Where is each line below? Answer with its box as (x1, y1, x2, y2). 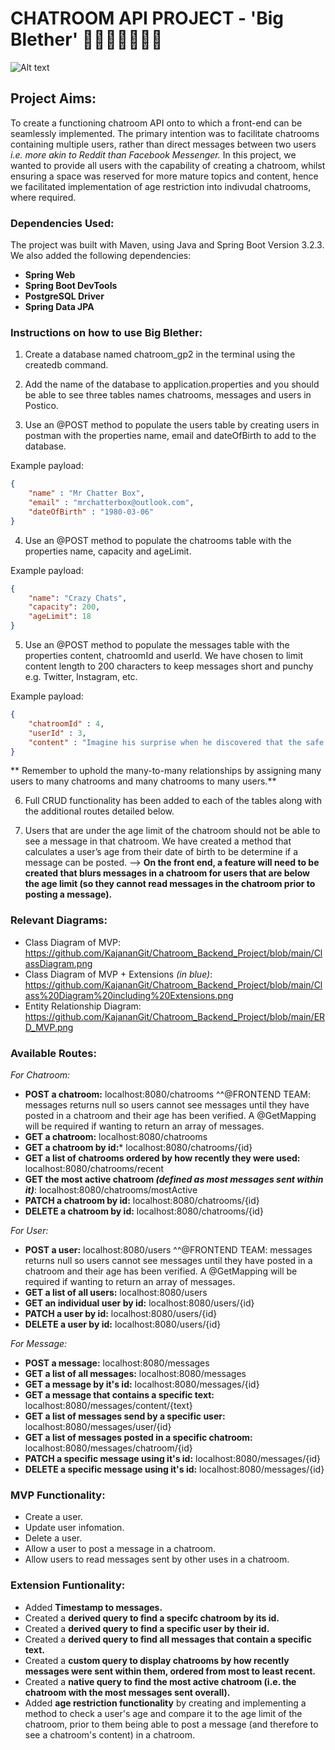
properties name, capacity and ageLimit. (24, 545, 192, 557)
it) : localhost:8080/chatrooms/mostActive (24, 1184, 198, 1196)
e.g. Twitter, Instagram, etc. (24, 671, 138, 683)
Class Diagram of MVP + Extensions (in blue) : (24, 968, 213, 980)
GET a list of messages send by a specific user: (24, 1410, 226, 1422)
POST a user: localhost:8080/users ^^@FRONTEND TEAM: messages (24, 1244, 313, 1256)
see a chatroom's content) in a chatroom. (24, 1728, 195, 1741)
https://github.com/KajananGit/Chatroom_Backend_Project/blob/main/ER (24, 1010, 326, 1022)
